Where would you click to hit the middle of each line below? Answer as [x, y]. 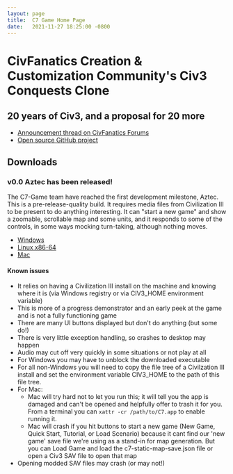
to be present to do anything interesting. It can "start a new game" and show [117, 212]
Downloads [32, 162]
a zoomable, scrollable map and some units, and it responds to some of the [115, 219]
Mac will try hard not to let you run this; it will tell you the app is [118, 397]
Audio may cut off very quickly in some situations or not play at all [112, 352]
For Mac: [30, 389]
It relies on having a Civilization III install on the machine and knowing [116, 286]
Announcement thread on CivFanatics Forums [83, 133]
